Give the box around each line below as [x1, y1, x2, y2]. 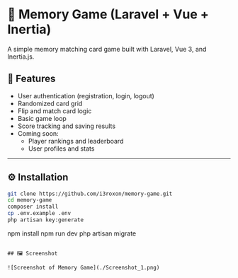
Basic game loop [17, 114, 67, 122]
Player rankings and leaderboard [28, 137, 124, 145]
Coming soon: [17, 129, 59, 137]
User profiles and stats [28, 144, 95, 153]
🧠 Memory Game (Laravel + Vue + [7, 6, 209, 23]
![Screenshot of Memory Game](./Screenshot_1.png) [7, 264, 160, 271]
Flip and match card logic [17, 106, 92, 115]
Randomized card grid [17, 99, 83, 108]
